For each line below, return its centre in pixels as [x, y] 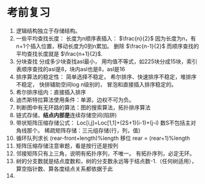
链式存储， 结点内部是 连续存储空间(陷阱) [66, 115]
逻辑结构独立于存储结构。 [48, 31]
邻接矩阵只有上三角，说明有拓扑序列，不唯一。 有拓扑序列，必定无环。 [105, 153]
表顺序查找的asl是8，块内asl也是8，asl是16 [70, 69]
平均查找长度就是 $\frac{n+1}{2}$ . [59, 53]
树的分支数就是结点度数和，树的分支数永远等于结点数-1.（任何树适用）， [106, 161]
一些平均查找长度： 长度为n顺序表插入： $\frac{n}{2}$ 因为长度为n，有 [106, 38]
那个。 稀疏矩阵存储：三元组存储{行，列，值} [83, 130]
